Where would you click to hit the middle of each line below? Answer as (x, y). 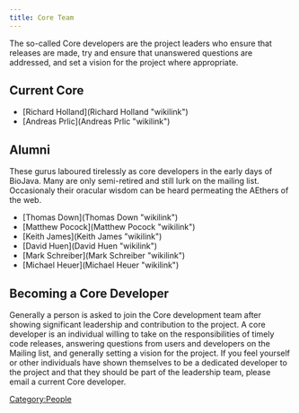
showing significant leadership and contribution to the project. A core (138, 325)
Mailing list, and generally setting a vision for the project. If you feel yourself (149, 353)
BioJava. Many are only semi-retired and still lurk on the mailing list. (134, 181)
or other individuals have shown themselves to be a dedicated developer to (148, 363)
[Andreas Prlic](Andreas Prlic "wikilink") (96, 121)
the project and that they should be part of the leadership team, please (140, 373)
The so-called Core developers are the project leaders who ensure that (141, 43)
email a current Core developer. (68, 382)
